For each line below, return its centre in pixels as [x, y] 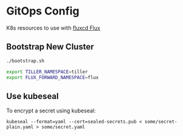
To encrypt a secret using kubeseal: [51, 111]
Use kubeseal [32, 96]
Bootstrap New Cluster [50, 47]
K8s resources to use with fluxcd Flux [53, 28]
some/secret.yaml [63, 127]
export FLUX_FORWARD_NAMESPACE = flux [52, 77]
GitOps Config [43, 11]
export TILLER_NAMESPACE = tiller [47, 72]
